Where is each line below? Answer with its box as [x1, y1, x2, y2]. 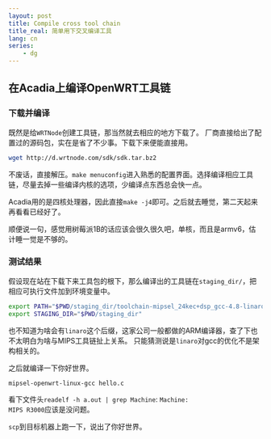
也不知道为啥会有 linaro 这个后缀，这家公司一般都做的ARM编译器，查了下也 [8, 325, 258, 336]
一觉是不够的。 [22, 234, 73, 243]
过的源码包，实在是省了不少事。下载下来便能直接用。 [15, 137, 192, 147]
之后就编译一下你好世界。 [8, 363, 94, 373]
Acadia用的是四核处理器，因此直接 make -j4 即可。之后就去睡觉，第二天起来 [8, 196, 258, 206]
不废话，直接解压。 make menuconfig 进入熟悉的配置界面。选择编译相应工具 [8, 169, 254, 179]
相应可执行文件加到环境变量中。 [8, 286, 115, 296]
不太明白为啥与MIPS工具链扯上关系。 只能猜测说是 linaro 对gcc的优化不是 [8, 336, 252, 345]
